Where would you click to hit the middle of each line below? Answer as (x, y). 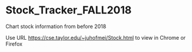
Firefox (14, 44)
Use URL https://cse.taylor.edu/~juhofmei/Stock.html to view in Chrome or (96, 37)
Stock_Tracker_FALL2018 (69, 10)
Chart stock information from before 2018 (56, 26)
